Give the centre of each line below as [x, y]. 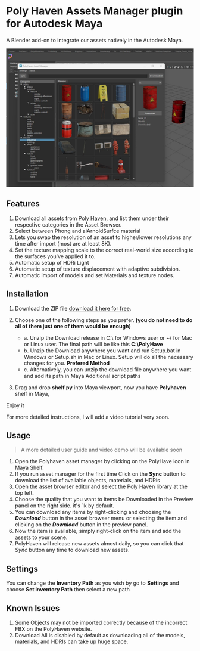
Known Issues [33, 608]
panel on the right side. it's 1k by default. [65, 506]
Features [23, 204]
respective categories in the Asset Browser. [68, 224]
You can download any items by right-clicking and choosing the [93, 512]
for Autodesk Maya [54, 24]
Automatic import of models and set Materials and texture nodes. [94, 275]
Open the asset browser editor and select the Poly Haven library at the [101, 486]
